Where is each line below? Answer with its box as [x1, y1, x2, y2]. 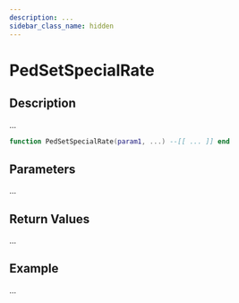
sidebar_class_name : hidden [9, 22, 115, 30]
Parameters [9, 161, 76, 177]
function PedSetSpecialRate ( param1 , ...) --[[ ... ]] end [9, 136, 230, 146]
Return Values [9, 212, 90, 227]
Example [9, 261, 59, 276]
